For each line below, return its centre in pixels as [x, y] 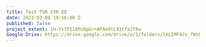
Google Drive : [25, 35]
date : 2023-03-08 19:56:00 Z [44, 18]
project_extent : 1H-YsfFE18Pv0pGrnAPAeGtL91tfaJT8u [74, 29]
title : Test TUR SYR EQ [37, 12]
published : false [29, 23]
